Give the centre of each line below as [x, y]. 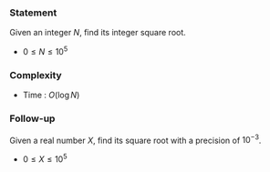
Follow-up [32, 118]
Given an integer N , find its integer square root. [98, 33]
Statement [33, 13]
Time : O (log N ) [51, 95]
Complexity [36, 75]
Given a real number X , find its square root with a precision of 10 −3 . [135, 139]
